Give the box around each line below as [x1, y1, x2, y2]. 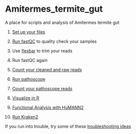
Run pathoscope [12, 76, 45, 82]
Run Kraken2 [12, 114, 39, 120]
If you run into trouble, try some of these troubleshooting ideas [5, 123, 131, 129]
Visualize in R [12, 95, 39, 101]
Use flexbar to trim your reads [12, 48, 73, 54]
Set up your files [12, 29, 45, 35]
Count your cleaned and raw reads [12, 67, 82, 73]
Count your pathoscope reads [12, 85, 73, 91]
